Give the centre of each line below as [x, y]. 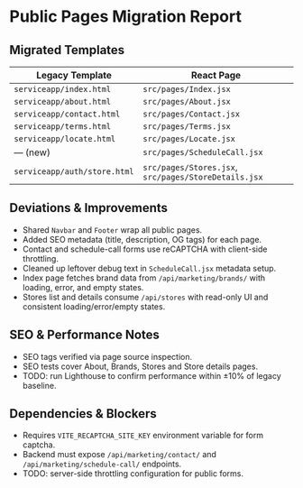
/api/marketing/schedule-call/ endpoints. [102, 464]
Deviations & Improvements [89, 208]
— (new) [32, 152]
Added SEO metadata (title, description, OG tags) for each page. [142, 239]
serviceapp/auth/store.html [74, 172]
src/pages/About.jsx [187, 101]
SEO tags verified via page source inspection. [107, 356]
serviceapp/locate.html [65, 138]
